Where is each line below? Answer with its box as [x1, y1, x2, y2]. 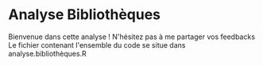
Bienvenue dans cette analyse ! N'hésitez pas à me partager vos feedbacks [8, 32, 256, 41]
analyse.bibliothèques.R [8, 49, 87, 58]
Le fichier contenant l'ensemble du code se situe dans [8, 40, 186, 49]
